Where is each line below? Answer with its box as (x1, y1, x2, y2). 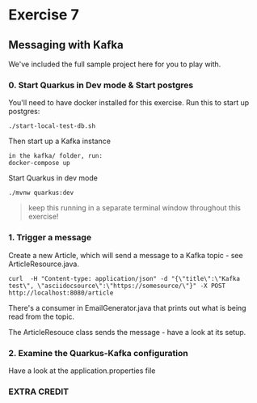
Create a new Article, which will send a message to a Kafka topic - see (8, 250, 244, 260)
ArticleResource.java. (8, 259, 79, 269)
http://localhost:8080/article (8, 289, 114, 297)
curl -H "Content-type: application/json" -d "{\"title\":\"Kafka (8, 274, 241, 282)
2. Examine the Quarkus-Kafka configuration (8, 347, 188, 358)
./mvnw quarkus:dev (8, 189, 74, 197)
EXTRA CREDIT (8, 386, 70, 397)
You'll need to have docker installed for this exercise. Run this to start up (8, 98, 250, 108)
